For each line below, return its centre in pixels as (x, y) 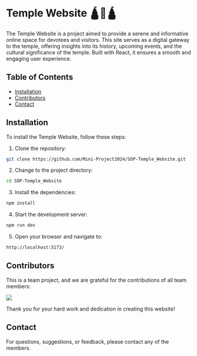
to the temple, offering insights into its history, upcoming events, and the (94, 46)
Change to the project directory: (54, 170)
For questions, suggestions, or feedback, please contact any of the (88, 341)
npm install (21, 203)
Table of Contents (40, 77)
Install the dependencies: (45, 192)
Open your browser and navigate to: (58, 237)
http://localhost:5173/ (35, 247)
